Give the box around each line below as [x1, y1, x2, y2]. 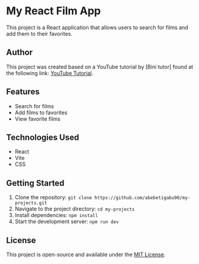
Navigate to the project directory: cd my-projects [14, 205, 135, 212]
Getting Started [6, 178, 65, 188]
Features [6, 87, 40, 97]
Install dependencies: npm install [14, 212, 98, 219]
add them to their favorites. [6, 30, 72, 37]
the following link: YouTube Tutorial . [6, 70, 93, 77]
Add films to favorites [14, 109, 68, 116]
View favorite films [14, 115, 61, 122]
